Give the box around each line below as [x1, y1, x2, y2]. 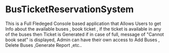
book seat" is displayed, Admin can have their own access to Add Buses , [5, 37, 160, 43]
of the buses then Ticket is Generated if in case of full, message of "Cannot [5, 31, 164, 37]
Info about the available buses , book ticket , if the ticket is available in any [5, 25, 162, 32]
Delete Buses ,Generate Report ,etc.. [5, 42, 82, 48]
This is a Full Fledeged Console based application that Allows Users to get [5, 20, 161, 26]
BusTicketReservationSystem [5, 4, 134, 15]
